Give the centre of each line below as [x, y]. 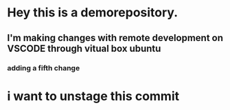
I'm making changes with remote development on [115, 38]
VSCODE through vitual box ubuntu [84, 48]
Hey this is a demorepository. [93, 13]
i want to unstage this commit [93, 96]
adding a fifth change [44, 68]
